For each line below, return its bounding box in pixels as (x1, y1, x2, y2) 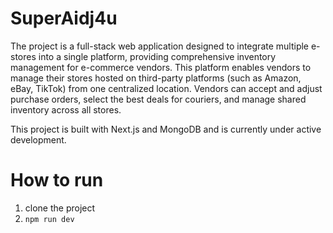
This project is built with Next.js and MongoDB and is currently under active (10, 123, 322, 135)
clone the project (24, 202, 96, 214)
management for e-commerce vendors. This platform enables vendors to (10, 61, 312, 73)
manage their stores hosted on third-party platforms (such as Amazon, (10, 72, 302, 84)
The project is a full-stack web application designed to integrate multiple (10, 40, 310, 52)
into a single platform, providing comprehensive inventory (38, 50, 277, 62)
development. (10, 133, 67, 146)
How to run (10, 169, 104, 192)
